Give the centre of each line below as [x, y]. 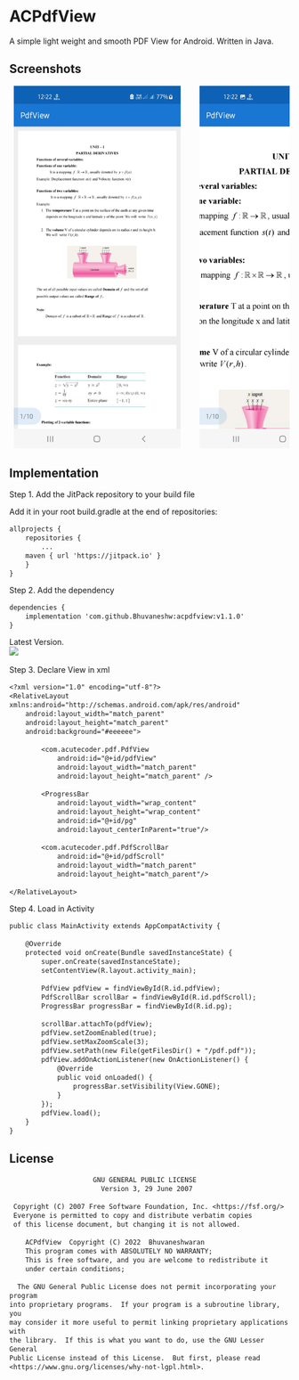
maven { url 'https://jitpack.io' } [93, 556]
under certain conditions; [75, 1270]
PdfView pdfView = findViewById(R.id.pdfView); [131, 989]
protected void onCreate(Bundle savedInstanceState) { [129, 953]
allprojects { [36, 529]
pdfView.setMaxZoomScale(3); [95, 1042]
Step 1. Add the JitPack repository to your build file [102, 494]
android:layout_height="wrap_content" [129, 812]
